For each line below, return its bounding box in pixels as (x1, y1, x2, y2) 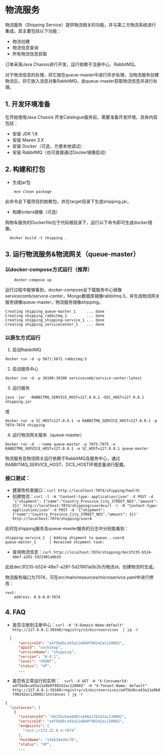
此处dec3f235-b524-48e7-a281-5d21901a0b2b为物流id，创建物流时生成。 (5, 564, 158, 570)
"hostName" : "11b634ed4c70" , (18, 737, 78, 742)
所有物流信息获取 (12, 50, 47, 57)
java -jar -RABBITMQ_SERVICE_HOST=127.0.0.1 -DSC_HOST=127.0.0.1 (5, 395, 144, 400)
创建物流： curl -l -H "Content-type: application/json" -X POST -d (12, 493, 154, 499)
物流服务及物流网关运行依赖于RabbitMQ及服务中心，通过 (5, 455, 121, 461)
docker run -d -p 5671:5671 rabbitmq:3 (5, 356, 87, 361)
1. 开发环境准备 (5, 100, 51, 109)
